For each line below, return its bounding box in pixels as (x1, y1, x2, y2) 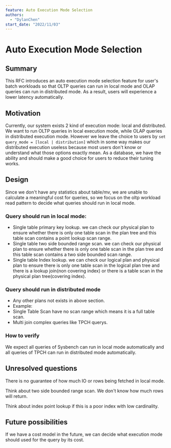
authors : (5, 12, 24, 17)
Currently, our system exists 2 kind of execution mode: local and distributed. (5, 122, 166, 129)
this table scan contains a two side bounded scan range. (12, 251, 132, 258)
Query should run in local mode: (5, 212, 87, 220)
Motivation (5, 109, 41, 118)
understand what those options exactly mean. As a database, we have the (5, 150, 161, 156)
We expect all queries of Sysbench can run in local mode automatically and (5, 344, 164, 350)
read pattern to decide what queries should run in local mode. (5, 200, 136, 206)
